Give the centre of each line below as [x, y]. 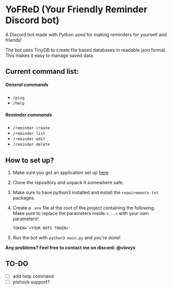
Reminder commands [29, 114]
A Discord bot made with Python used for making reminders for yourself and [86, 34]
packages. [24, 198]
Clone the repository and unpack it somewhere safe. [68, 183]
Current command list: [42, 72]
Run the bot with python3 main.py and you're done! [66, 238]
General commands [27, 84]
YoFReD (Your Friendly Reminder [77, 9]
